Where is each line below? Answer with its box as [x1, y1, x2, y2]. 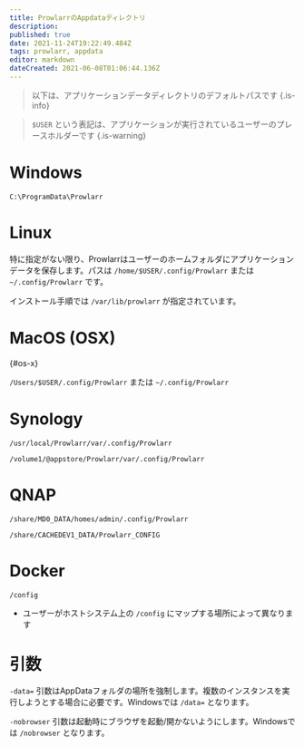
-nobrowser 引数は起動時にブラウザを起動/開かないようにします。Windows [9, 716, 288, 727]
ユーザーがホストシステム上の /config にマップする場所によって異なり [22, 607, 286, 618]
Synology [9, 409, 83, 429]
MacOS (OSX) [9, 327, 116, 348]
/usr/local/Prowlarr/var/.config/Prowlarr [9, 439, 172, 448]
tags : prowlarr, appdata [9, 47, 103, 56]
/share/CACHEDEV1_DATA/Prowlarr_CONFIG [9, 530, 161, 539]
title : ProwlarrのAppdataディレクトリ [9, 13, 146, 23]
